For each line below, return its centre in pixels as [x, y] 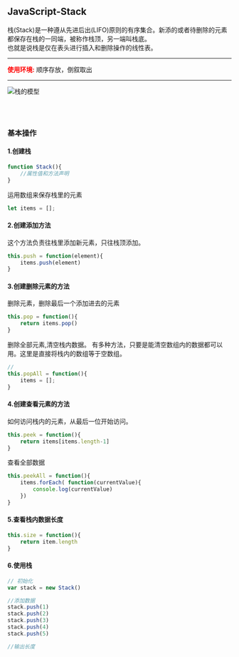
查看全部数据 [26, 462]
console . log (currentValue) [73, 489]
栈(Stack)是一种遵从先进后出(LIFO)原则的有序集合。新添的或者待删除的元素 [117, 30]
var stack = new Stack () [44, 588]
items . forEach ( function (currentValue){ [81, 483]
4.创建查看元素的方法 [38, 404]
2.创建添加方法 [29, 225]
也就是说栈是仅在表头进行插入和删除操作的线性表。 [82, 47]
